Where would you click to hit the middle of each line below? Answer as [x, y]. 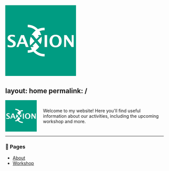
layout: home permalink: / [46, 91]
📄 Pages [15, 147]
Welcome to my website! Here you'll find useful [92, 111]
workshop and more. [64, 121]
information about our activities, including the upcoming [101, 116]
